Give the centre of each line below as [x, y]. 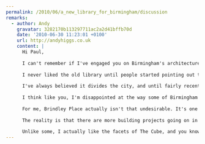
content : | [31, 47]
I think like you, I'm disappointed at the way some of [95, 97]
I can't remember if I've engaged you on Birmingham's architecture [111, 63]
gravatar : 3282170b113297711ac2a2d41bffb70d [74, 29]
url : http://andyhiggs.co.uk [54, 40]
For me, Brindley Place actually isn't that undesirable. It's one [110, 109]
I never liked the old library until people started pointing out [108, 75]
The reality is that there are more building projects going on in [110, 120]
